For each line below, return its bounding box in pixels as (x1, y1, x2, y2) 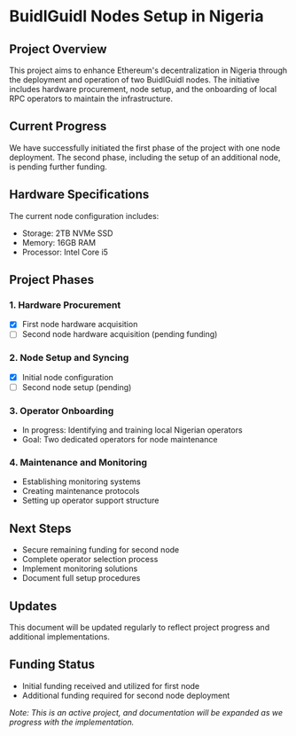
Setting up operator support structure (21, 495, 160, 506)
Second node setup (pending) (21, 381, 132, 392)
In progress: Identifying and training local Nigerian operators (21, 425, 243, 435)
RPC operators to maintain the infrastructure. (9, 93, 174, 104)
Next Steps (9, 521, 72, 536)
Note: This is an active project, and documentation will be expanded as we (9, 707, 284, 717)
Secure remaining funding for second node (21, 544, 180, 555)
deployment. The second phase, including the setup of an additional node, (9, 152, 281, 162)
